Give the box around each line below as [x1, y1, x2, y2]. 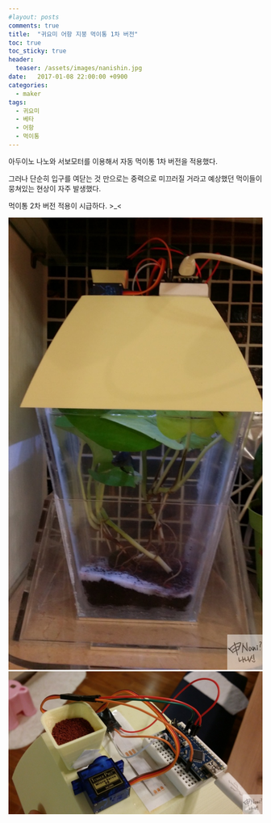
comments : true [8, 21, 60, 30]
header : [8, 56, 35, 64]
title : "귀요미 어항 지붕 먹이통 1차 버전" [8, 30, 139, 38]
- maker [15, 90, 42, 98]
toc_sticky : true [8, 47, 67, 56]
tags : [8, 98, 27, 107]
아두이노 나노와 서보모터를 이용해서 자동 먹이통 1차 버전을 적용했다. [8, 156, 218, 166]
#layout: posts [8, 13, 60, 21]
